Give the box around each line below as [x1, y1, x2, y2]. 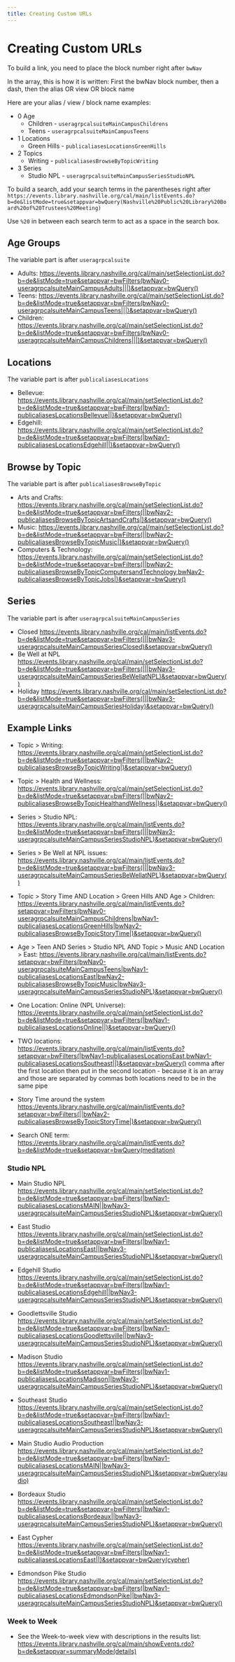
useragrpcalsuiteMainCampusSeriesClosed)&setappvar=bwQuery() [17, 642, 213, 651]
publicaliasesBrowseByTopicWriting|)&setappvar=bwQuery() [17, 763, 192, 771]
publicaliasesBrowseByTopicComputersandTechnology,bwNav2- [17, 568, 205, 576]
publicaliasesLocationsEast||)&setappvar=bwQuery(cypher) [17, 1556, 190, 1564]
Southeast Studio [17, 1395, 68, 1404]
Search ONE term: [17, 1130, 70, 1139]
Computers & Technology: [17, 546, 93, 553]
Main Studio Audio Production [17, 1439, 104, 1447]
